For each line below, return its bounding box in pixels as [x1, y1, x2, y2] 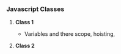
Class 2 [15, 42, 35, 50]
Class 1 [15, 19, 34, 26]
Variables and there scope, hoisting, [24, 30, 116, 38]
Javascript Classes [6, 5, 65, 13]
